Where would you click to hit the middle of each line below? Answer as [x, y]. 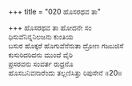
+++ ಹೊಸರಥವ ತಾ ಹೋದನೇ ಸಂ [50, 28]
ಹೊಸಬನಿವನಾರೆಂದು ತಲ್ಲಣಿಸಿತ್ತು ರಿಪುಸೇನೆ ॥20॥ [65, 73]
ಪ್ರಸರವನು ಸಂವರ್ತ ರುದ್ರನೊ [41, 64]
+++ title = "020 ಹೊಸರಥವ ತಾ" [55, 12]
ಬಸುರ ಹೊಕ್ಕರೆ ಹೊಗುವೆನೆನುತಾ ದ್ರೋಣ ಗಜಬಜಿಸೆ [66, 46]
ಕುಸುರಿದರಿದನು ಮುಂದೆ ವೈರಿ [41, 55]
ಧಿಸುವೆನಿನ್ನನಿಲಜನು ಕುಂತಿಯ [41, 37]
